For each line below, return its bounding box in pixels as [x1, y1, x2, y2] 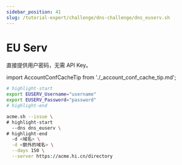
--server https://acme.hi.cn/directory [12, 153, 113, 160]
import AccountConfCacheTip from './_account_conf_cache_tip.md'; [6, 74, 177, 81]
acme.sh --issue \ [6, 113, 53, 119]
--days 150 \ [12, 147, 45, 154]
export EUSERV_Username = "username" [6, 91, 97, 97]
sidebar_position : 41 [6, 9, 61, 15]
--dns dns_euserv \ [12, 125, 61, 131]
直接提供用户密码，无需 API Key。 [6, 61, 91, 69]
